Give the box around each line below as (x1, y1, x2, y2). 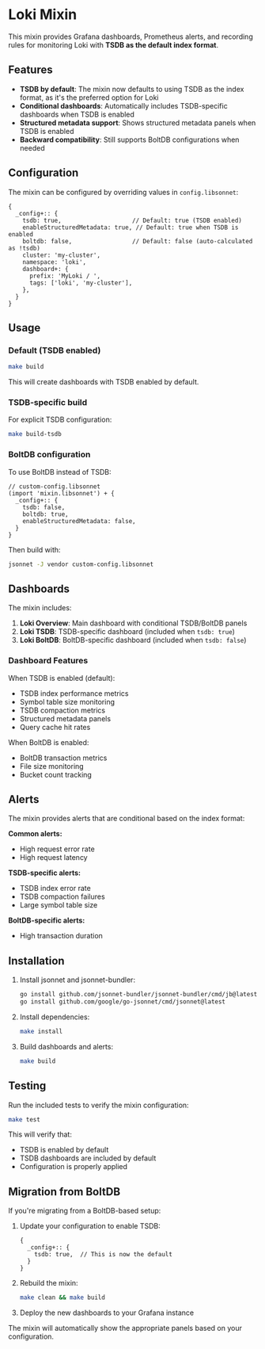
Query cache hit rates (19, 722, 91, 732)
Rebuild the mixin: (19, 1278, 78, 1288)
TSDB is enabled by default (19, 1145, 109, 1155)
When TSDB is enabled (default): (8, 673, 115, 682)
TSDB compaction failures (19, 892, 105, 901)
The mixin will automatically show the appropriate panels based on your (8, 1324, 243, 1333)
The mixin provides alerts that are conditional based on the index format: (8, 814, 245, 824)
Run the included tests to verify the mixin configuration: (8, 1100, 189, 1110)
